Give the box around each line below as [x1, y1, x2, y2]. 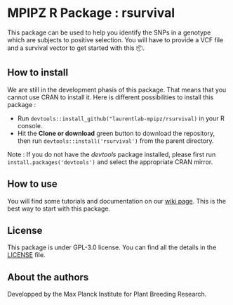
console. [17, 121, 43, 130]
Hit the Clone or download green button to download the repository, [17, 129, 215, 137]
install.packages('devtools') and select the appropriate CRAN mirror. [7, 157, 213, 166]
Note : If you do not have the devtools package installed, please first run [7, 150, 216, 158]
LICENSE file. [7, 251, 46, 259]
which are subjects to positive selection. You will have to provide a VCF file [7, 35, 224, 44]
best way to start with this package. [7, 204, 111, 213]
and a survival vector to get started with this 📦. [7, 44, 145, 52]
